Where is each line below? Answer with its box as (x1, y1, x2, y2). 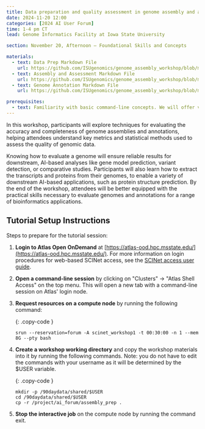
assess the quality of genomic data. (6, 140, 96, 148)
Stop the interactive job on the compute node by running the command (15, 410, 196, 417)
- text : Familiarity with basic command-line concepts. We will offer (12, 104, 195, 110)
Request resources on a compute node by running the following (15, 300, 178, 307)
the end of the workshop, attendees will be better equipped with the (6, 184, 178, 192)
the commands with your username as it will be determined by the (15, 358, 182, 366)
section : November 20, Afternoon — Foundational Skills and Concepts (6, 43, 187, 49)
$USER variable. (15, 365, 57, 372)
